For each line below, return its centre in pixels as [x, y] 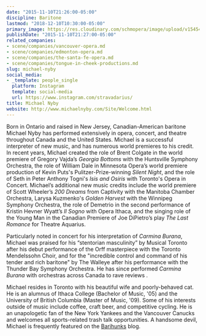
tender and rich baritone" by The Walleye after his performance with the [97, 262]
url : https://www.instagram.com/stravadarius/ [72, 97]
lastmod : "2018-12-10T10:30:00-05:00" [56, 23]
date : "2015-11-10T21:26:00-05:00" [52, 12]
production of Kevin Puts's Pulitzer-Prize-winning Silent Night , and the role [101, 172]
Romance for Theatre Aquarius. [46, 224]
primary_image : [26, 29]
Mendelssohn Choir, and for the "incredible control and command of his [97, 256]
